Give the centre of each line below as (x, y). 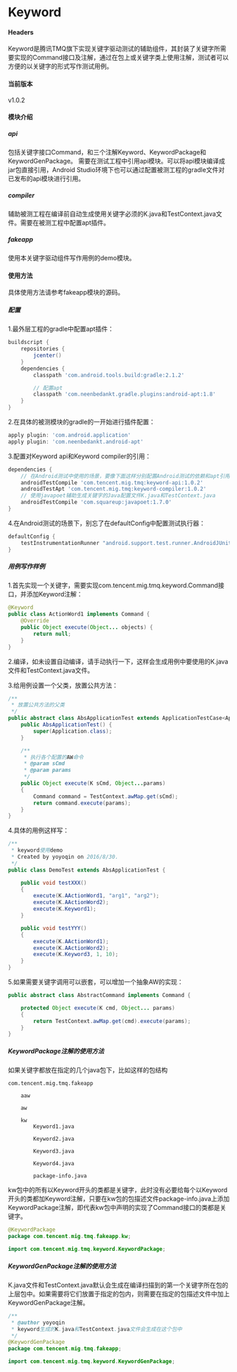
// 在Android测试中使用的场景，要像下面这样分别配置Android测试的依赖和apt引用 (126, 476)
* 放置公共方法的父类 (38, 705)
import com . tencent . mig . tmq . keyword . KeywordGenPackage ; (91, 1361)
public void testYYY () (54, 928)
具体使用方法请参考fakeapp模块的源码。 (66, 293)
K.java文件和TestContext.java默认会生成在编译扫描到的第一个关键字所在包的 (118, 1285)
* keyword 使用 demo (37, 850)
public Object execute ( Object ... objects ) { (87, 627)
